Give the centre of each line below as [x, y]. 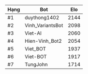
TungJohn [36, 64]
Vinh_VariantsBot [44, 25]
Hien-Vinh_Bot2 [43, 41]
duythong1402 [42, 18]
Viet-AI [33, 33]
